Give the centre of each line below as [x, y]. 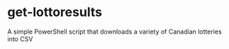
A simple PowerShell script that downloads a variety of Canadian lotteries [114, 31]
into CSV [20, 38]
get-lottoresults [55, 12]
